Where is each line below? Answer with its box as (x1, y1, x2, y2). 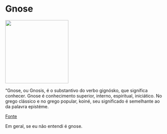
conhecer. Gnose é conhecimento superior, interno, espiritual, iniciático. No (5, 93, 162, 99)
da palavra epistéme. (5, 103, 49, 109)
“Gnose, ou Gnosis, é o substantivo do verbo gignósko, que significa (5, 87, 148, 94)
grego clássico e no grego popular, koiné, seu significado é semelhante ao (5, 98, 160, 104)
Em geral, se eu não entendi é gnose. (5, 123, 83, 129)
